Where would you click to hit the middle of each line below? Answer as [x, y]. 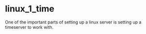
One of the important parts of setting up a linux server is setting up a [73, 22]
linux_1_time [30, 9]
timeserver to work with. [29, 27]
